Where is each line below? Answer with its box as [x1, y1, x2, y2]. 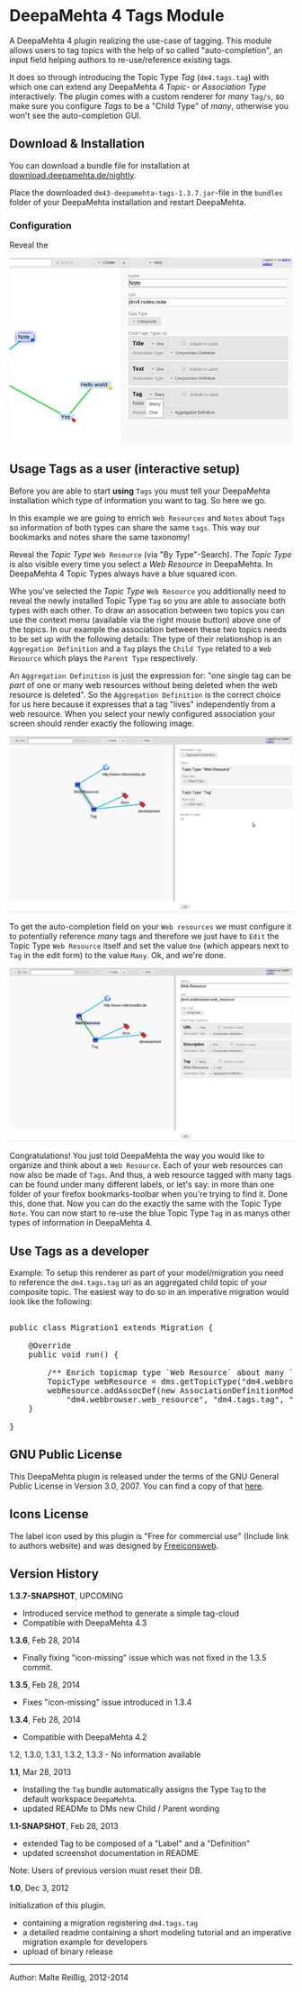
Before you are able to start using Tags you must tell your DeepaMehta [9, 485, 271, 496]
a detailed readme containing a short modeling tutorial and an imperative [22, 1926, 292, 1937]
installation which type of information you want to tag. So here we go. [9, 494, 267, 505]
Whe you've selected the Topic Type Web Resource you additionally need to [9, 585, 286, 596]
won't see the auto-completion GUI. [9, 110, 142, 121]
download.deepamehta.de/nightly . [9, 169, 137, 180]
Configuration [9, 219, 72, 231]
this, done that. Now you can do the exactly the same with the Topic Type [9, 1199, 281, 1209]
